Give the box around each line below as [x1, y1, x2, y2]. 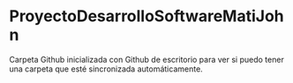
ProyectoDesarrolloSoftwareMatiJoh [9, 6, 284, 26]
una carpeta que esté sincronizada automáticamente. [9, 64, 203, 74]
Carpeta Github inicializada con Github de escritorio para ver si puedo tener [9, 54, 284, 64]
